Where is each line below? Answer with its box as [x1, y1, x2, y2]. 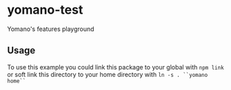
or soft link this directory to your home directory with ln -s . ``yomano [7, 70, 208, 78]
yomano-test [7, 2, 83, 18]
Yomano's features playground [7, 25, 94, 33]
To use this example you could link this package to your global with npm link [7, 63, 224, 71]
